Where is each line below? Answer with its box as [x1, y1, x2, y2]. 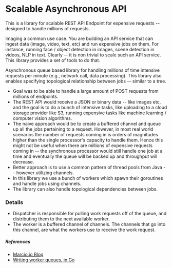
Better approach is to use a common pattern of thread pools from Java [12, 164, 163, 170]
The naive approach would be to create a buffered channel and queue [12, 120, 161, 127]
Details [5, 198, 24, 205]
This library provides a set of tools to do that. [5, 57, 101, 63]
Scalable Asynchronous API [5, 3, 127, 15]
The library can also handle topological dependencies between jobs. [12, 185, 158, 192]
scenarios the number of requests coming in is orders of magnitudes [12, 131, 158, 137]
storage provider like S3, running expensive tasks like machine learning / [12, 110, 167, 116]
